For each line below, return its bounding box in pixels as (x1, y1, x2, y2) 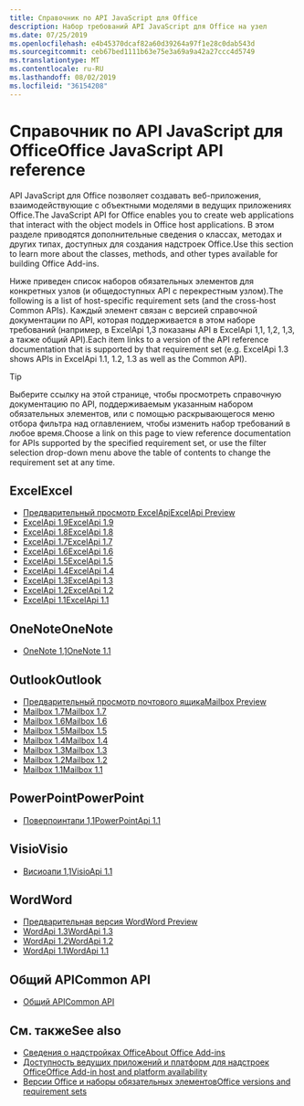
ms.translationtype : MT (9, 56, 100, 65)
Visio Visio (9, 842, 68, 857)
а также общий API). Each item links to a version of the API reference (9, 334, 269, 345)
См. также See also (9, 1023, 121, 1038)
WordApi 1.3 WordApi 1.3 (22, 926, 114, 937)
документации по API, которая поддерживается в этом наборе (9, 314, 256, 325)
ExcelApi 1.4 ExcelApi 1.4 (22, 566, 115, 577)
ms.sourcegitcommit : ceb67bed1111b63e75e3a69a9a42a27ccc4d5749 (9, 48, 256, 57)
